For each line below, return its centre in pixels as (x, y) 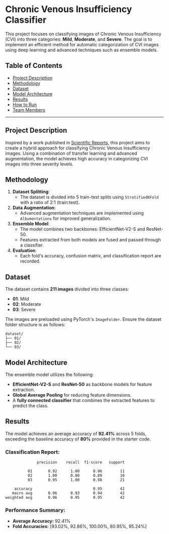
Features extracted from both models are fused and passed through (90, 240)
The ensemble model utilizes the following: (50, 375)
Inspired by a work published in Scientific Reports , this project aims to (77, 142)
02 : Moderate (27, 304)
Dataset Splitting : (31, 192)
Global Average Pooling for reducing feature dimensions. (72, 395)
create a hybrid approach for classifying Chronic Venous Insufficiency (78, 148)
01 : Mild (21, 299)
